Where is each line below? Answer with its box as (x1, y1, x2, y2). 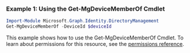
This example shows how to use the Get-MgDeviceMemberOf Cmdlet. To (6, 34, 184, 41)
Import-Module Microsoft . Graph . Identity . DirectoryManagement (6, 18, 159, 24)
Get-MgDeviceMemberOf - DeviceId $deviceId (6, 24, 112, 29)
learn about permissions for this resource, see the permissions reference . (6, 41, 184, 48)
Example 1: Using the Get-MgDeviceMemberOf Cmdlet (6, 5, 165, 13)
